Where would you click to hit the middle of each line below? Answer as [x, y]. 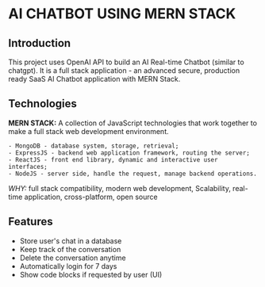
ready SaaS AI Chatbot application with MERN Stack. [94, 79]
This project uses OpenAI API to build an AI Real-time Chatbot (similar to [126, 62]
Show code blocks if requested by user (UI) [91, 274]
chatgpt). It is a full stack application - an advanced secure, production [124, 71]
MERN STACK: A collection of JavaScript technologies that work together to [133, 123]
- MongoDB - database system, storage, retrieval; [94, 146]
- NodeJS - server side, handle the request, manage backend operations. [133, 174]
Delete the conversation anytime [73, 258]
